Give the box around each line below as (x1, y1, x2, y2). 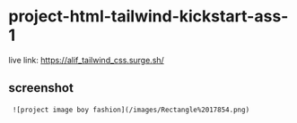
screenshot (8, 80, 74, 95)
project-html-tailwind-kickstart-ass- (8, 6, 289, 27)
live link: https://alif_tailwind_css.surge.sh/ (8, 54, 165, 65)
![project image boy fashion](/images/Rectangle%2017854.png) (12, 105, 250, 114)
